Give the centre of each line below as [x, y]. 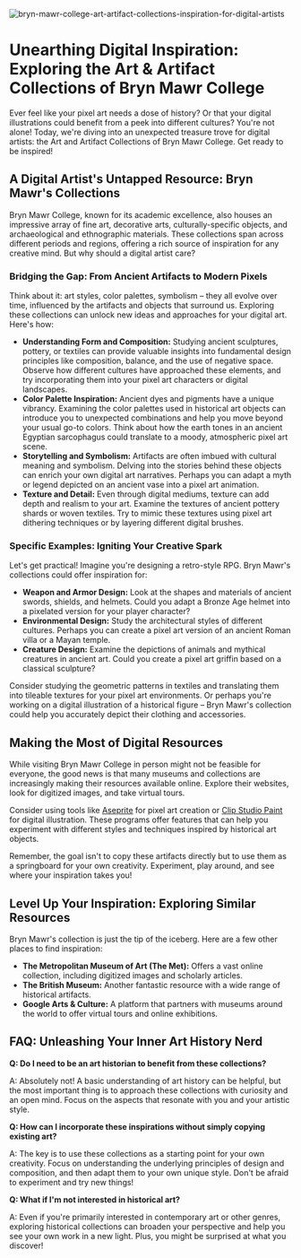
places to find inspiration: [56, 948]
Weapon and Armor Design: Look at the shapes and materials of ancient [157, 593]
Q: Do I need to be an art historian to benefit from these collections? [138, 1063]
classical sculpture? [59, 669]
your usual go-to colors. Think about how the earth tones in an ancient [152, 428]
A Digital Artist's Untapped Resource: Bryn [131, 179]
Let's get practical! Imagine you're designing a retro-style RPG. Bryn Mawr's [150, 566]
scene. [34, 447]
